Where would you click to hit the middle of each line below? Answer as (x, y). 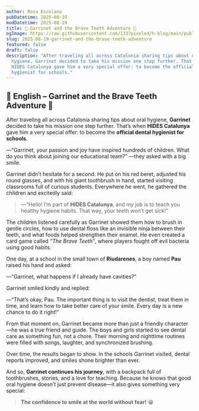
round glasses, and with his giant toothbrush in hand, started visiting (90, 181)
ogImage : (17, 34)
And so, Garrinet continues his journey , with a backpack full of (84, 372)
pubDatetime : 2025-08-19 (37, 17)
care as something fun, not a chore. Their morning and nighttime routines (96, 336)
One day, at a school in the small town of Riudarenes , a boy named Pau (94, 259)
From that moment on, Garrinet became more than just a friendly (85, 324)
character (176, 324)
